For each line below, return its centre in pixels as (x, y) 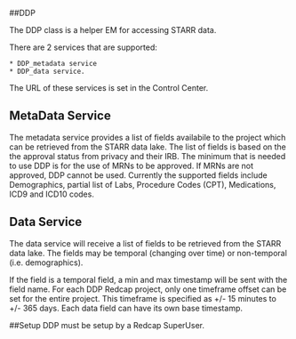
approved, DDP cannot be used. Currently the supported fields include (139, 175)
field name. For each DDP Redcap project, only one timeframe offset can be (148, 289)
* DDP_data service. (48, 71)
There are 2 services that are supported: (84, 47)
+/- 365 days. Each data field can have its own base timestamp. (126, 308)
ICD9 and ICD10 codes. (52, 194)
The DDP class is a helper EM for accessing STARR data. (113, 30)
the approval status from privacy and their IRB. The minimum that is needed (148, 156)
